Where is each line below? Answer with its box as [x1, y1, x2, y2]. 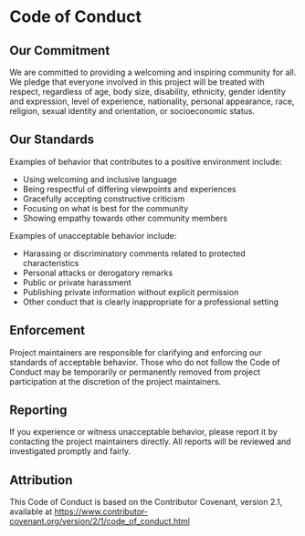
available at [9, 506, 53, 517]
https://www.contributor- [54, 506, 149, 517]
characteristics [22, 257, 79, 268]
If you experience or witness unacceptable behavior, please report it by [9, 427, 279, 438]
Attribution [9, 472, 73, 488]
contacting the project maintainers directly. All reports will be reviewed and [9, 436, 291, 448]
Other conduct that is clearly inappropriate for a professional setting [22, 296, 279, 307]
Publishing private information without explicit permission [22, 286, 239, 297]
